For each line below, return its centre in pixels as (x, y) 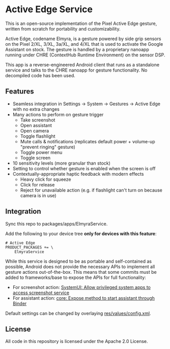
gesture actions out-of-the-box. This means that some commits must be (81, 272)
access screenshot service (41, 293)
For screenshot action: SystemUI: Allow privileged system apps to (82, 287)
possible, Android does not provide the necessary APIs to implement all (80, 266)
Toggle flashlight (38, 136)
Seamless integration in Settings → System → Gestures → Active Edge (86, 104)
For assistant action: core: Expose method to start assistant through (84, 298)
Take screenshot (38, 120)
